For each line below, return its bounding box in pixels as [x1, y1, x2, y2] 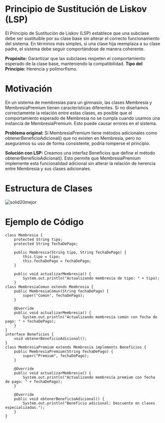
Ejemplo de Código [5, 217, 84, 228]
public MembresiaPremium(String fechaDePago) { [14, 349, 113, 354]
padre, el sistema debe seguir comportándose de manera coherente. [5, 46, 145, 52]
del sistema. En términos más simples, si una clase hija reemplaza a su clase [5, 40, 161, 46]
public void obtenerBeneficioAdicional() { [14, 396, 105, 401]
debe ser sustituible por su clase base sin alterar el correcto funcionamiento [5, 35, 160, 41]
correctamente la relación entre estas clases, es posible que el [5, 110, 132, 116]
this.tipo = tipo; [23, 254, 61, 259]
